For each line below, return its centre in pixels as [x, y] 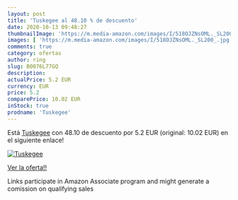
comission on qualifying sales [51, 189]
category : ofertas [34, 54]
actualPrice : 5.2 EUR [39, 80]
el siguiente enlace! [36, 140]
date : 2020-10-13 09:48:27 [47, 27]
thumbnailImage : [31, 34]
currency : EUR [28, 86]
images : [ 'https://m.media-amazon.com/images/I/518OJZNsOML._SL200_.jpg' [120, 40]
